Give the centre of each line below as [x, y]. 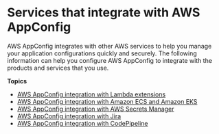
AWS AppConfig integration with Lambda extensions [91, 94]
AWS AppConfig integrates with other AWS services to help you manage [109, 46]
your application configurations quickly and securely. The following [102, 53]
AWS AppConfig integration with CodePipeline [83, 123]
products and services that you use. [58, 68]
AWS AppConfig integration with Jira [69, 116]
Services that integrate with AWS [104, 13]
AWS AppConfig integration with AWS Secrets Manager [95, 109]
